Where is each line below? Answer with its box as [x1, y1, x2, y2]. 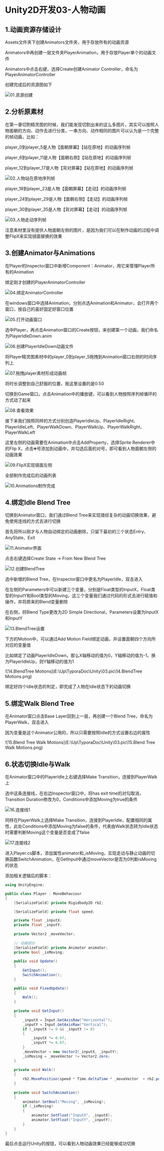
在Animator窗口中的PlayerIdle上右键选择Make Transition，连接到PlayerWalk [5, 774, 158, 780]
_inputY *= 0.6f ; [31, 1040, 67, 1045]
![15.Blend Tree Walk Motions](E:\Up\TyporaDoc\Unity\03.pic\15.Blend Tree [5, 740, 155, 745]
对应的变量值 [5, 642, 31, 648]
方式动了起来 [5, 397, 31, 403]
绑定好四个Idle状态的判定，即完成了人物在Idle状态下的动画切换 [5, 684, 131, 690]
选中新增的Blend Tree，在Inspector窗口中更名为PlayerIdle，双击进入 [5, 576, 143, 582]
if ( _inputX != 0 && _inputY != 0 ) [22, 1027, 95, 1031]
